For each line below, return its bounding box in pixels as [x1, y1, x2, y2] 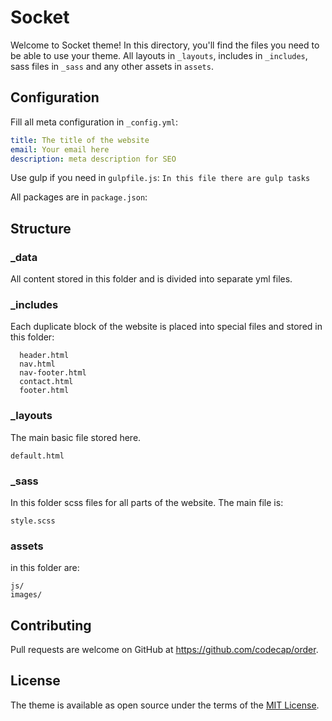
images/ [10, 590, 43, 600]
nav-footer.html [19, 368, 87, 378]
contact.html [19, 377, 74, 387]
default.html [10, 451, 65, 461]
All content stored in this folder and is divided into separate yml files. [10, 273, 293, 285]
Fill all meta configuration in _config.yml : [10, 116, 179, 128]
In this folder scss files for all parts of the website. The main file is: [10, 496, 284, 508]
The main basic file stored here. [10, 431, 142, 443]
